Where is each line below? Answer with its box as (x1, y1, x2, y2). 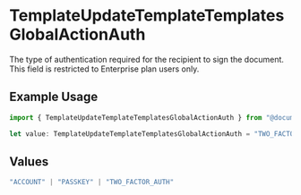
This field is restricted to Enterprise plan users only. (9, 64, 200, 74)
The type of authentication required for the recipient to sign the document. (9, 54, 285, 64)
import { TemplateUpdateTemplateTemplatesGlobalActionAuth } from (9, 113, 262, 122)
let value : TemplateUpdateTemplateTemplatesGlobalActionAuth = (9, 129, 251, 139)
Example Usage (9, 89, 99, 105)
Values (9, 154, 49, 169)
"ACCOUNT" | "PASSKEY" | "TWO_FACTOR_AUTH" (9, 178, 175, 187)
